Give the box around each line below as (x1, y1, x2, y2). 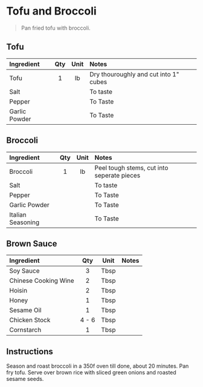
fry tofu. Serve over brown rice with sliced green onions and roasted (6, 369, 176, 376)
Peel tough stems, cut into (94, 164, 169, 172)
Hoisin (9, 286, 28, 295)
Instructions (6, 346, 53, 357)
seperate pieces (94, 171, 141, 179)
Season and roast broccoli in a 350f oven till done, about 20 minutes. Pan (6, 362, 189, 370)
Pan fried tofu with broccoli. (21, 24, 91, 31)
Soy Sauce (9, 266, 40, 275)
